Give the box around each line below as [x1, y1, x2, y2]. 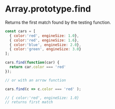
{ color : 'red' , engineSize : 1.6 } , [9, 38, 79, 43]
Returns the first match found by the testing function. [5, 19, 111, 25]
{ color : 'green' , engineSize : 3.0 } [9, 47, 82, 52]
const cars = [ [5, 29, 36, 33]
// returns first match [5, 100, 53, 105]
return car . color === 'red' [9, 64, 66, 70]
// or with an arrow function [5, 78, 66, 83]
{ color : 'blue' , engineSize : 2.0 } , [9, 42, 82, 47]
